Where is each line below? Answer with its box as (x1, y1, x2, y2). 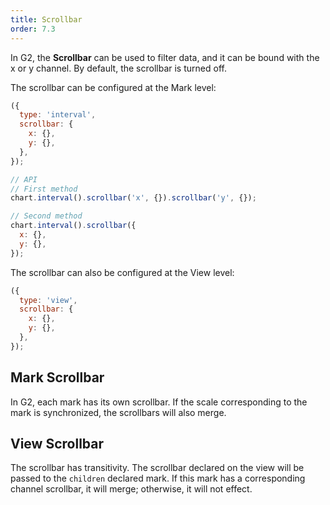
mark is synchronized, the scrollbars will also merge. (10, 406, 227, 418)
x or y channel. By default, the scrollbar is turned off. (10, 62, 227, 74)
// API (10, 174, 38, 185)
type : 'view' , (19, 295, 78, 305)
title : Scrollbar (10, 14, 83, 25)
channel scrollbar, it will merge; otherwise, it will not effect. (10, 483, 253, 495)
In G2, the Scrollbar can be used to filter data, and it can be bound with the (10, 51, 320, 63)
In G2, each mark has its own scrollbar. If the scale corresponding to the (10, 396, 308, 408)
